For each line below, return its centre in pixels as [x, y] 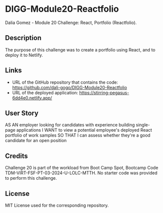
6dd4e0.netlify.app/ [32, 98]
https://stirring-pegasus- [104, 93]
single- [143, 125]
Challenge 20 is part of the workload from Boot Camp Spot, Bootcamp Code [82, 168]
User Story [22, 113]
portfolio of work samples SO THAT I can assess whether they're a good [78, 135]
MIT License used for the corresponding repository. [57, 205]
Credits [17, 156]
